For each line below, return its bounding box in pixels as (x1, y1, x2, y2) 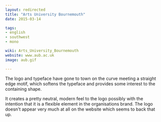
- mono (5, 39, 19, 45)
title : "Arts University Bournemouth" (5, 12, 85, 17)
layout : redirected (5, 7, 46, 12)
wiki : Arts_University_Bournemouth (5, 48, 79, 53)
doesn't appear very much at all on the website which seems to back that (5, 106, 156, 112)
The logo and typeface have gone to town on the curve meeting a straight (5, 75, 157, 81)
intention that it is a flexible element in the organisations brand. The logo (5, 101, 153, 107)
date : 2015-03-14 (5, 16, 41, 21)
